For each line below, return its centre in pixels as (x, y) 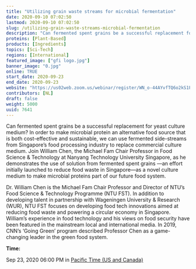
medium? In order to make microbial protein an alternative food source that (96, 132)
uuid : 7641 (19, 110)
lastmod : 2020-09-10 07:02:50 (43, 22)
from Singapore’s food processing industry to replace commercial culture (94, 145)
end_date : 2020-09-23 (32, 83)
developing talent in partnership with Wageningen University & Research (93, 200)
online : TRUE (22, 71)
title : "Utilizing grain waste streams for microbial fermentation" (91, 11)
